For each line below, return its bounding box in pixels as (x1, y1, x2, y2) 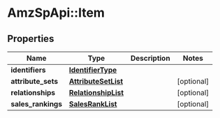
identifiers (10, 65, 46, 75)
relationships (10, 88, 56, 97)
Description (130, 54, 170, 63)
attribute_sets (10, 77, 58, 86)
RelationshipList (68, 88, 124, 97)
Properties (7, 33, 54, 45)
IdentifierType (68, 65, 117, 75)
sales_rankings (10, 99, 63, 109)
